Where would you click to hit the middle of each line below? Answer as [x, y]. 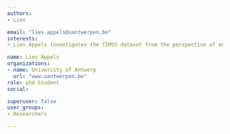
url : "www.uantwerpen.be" [50, 76]
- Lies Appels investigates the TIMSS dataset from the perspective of [111, 45]
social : [18, 89]
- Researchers [27, 114]
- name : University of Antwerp [52, 70]
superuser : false [32, 101]
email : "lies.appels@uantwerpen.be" [59, 32]
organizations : [29, 64]
